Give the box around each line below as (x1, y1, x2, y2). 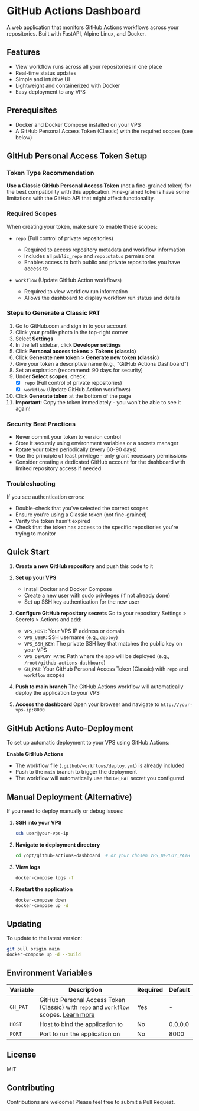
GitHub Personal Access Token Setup (6, 151, 147, 161)
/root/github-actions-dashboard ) (24, 659, 106, 666)
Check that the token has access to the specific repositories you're (15, 523, 179, 531)
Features (6, 47, 40, 58)
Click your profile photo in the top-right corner (15, 328, 129, 336)
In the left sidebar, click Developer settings (15, 341, 122, 348)
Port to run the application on (39, 1030, 120, 1038)
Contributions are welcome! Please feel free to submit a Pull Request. (6, 1099, 175, 1106)
